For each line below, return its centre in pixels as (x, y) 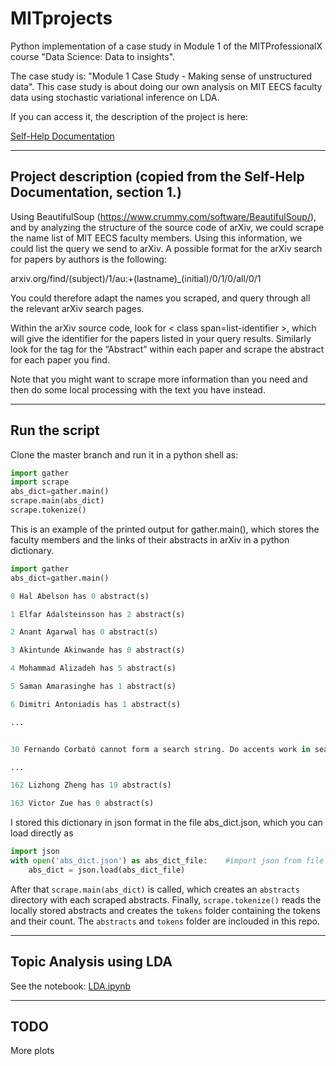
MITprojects (61, 18)
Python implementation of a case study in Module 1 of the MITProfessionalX (166, 46)
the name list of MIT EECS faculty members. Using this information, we (156, 238)
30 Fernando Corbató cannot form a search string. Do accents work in (160, 749)
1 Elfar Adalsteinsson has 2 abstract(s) (98, 614)
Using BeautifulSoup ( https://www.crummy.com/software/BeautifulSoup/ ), (163, 216)
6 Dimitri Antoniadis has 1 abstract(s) (96, 704)
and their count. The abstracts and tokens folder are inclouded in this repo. (165, 921)
